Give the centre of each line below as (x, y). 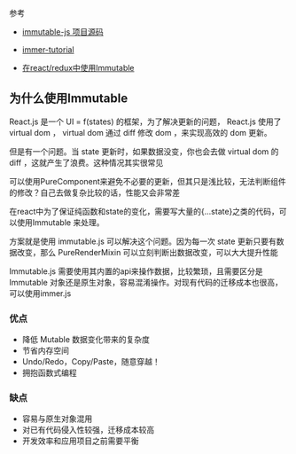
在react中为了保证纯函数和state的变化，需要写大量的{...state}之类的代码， (144, 211)
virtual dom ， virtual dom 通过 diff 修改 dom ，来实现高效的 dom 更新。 (140, 132)
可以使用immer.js (40, 293)
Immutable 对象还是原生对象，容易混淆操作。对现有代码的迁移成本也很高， (146, 282)
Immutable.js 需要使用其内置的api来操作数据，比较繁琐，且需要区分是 (136, 271)
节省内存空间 (45, 351)
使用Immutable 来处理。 (60, 222)
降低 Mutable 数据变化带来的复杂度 (86, 340)
